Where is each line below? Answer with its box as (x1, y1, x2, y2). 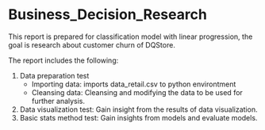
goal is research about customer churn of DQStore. (8, 40, 176, 49)
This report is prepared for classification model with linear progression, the (8, 32, 253, 41)
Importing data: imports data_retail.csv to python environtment (31, 79, 236, 89)
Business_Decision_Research (8, 6, 208, 24)
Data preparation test (19, 71, 90, 80)
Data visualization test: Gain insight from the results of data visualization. (19, 105, 258, 114)
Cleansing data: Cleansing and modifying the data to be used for (31, 87, 244, 97)
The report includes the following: (8, 55, 119, 65)
